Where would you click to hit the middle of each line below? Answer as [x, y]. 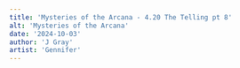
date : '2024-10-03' [45, 34]
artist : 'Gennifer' [45, 50]
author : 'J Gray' [41, 42]
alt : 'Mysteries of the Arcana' [69, 26]
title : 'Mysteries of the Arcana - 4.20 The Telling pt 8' [121, 17]
